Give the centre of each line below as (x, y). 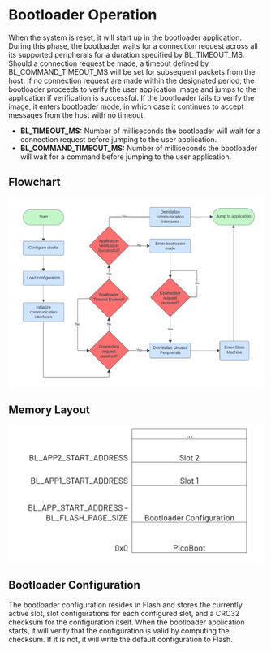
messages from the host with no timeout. (77, 114)
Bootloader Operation (83, 15)
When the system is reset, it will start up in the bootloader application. (125, 37)
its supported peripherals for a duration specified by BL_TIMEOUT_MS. (127, 54)
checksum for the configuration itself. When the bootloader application (127, 622)
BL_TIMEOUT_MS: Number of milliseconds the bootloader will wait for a (140, 131)
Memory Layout (49, 410)
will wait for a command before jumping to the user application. (126, 157)
